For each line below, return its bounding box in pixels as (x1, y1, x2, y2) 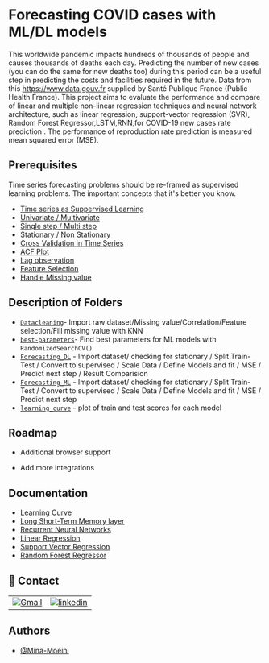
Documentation (8, 486, 89, 500)
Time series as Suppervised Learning (19, 204, 145, 213)
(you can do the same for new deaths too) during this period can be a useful (8, 66, 262, 76)
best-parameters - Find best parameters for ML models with (19, 334, 217, 344)
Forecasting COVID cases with (8, 6, 217, 24)
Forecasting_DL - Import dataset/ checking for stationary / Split (19, 351, 230, 361)
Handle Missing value (19, 272, 92, 282)
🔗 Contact (8, 574, 60, 587)
